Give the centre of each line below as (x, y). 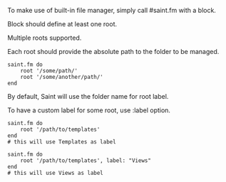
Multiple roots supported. (45, 38)
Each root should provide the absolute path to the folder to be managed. (113, 52)
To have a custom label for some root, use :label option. (89, 110)
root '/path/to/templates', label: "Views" (86, 161)
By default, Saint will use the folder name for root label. (88, 96)
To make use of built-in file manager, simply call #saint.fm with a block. (112, 10)
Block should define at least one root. (62, 24)
